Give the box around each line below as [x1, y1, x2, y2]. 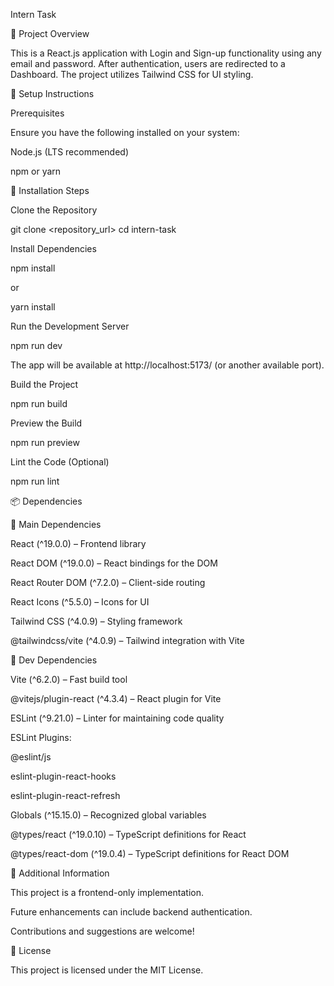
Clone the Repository [10, 204, 98, 216]
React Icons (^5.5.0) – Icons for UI [10, 596, 150, 608]
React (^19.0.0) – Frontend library [10, 538, 147, 549]
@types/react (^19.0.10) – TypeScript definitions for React [10, 829, 247, 840]
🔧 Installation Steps [10, 185, 90, 196]
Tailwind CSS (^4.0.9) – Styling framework [10, 615, 183, 627]
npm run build [10, 398, 68, 409]
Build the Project [10, 379, 79, 390]
